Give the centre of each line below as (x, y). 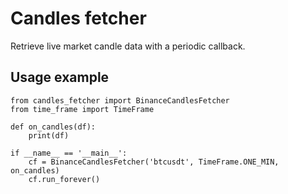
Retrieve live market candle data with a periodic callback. (128, 46)
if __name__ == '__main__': (69, 153)
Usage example (60, 77)
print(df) (49, 135)
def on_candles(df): (53, 127)
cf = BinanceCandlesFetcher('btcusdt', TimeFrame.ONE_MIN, (154, 162)
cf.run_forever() (64, 179)
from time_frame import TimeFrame (82, 109)
